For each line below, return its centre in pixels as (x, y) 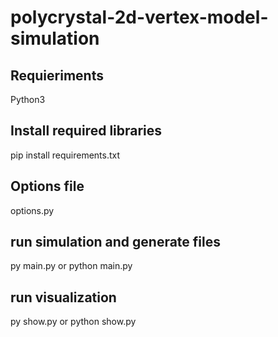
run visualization (63, 297)
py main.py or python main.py (71, 266)
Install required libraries (86, 131)
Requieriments (57, 75)
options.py (32, 210)
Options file (47, 186)
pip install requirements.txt (65, 155)
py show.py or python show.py (73, 322)
